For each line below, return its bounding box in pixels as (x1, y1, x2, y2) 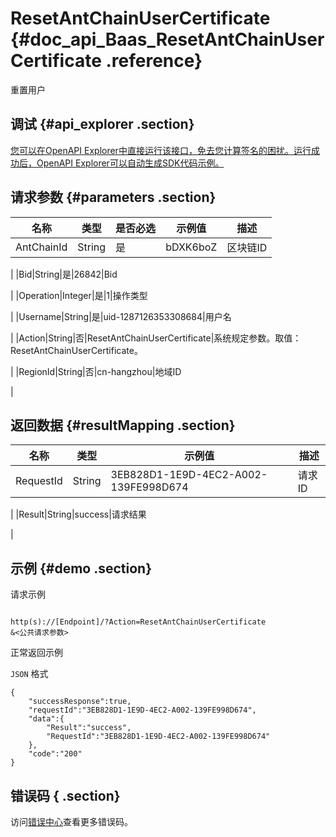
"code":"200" (28, 749, 83, 759)
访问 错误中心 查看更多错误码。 (10, 816, 133, 827)
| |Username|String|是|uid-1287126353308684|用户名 (10, 310, 232, 322)
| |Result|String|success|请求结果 (10, 508, 147, 521)
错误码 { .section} (10, 787, 121, 804)
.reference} (105, 50, 203, 72)
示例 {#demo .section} (10, 560, 153, 577)
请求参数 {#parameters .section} (10, 189, 217, 206)
